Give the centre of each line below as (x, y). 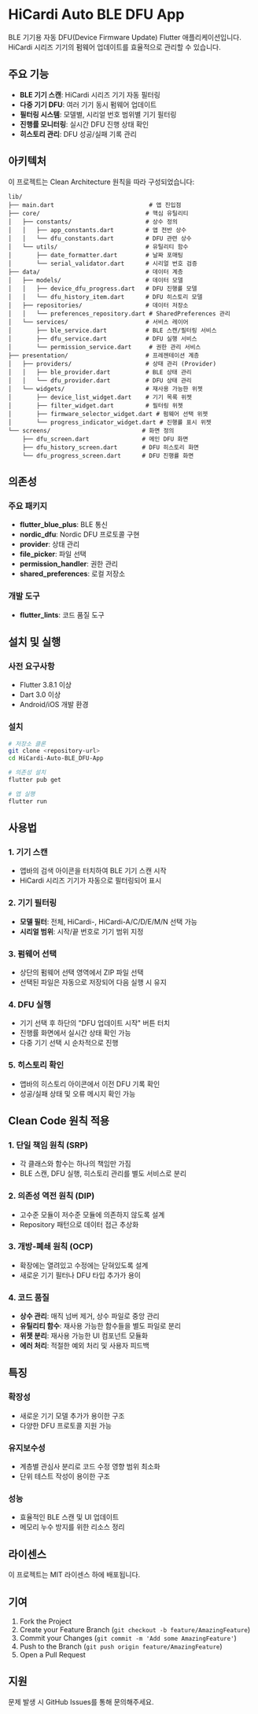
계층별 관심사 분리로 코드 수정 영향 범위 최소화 (90, 1467)
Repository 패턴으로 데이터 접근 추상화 (79, 1224)
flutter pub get (35, 780)
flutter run (28, 801)
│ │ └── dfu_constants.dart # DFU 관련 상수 (100, 238)
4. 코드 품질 (29, 1297)
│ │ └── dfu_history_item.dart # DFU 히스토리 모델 (105, 297)
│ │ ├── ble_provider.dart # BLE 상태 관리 (100, 372)
